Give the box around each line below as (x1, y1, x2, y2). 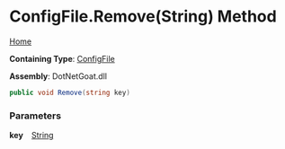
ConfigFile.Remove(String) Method (9, 6, 277, 27)
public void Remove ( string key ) (9, 88, 130, 97)
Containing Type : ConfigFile (9, 53, 115, 64)
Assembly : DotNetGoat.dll (9, 70, 108, 82)
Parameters (9, 110, 61, 122)
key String (9, 130, 54, 141)
